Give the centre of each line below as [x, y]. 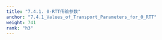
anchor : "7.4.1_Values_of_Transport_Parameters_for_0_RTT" [82, 17]
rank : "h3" [20, 28]
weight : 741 [21, 22]
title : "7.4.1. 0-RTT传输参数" [43, 11]
